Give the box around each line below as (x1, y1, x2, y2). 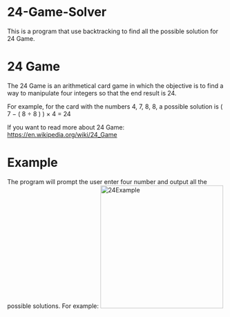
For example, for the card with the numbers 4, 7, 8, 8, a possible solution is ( (7, 102, 223, 111)
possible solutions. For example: (7, 302, 99, 310)
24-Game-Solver (7, 4, 107, 20)
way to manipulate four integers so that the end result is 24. (7, 89, 177, 97)
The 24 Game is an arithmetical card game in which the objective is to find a (7, 81, 224, 90)
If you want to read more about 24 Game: (7, 123, 125, 132)
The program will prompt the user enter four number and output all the (7, 177, 207, 185)
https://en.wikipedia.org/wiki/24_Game (7, 130, 117, 138)
